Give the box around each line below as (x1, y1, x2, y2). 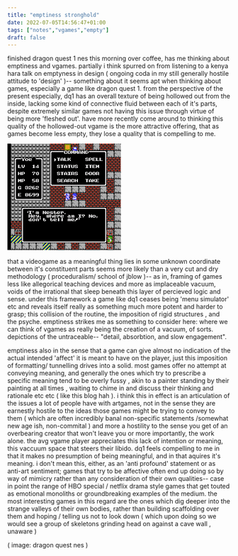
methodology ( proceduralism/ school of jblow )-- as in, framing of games (7, 272, 222, 281)
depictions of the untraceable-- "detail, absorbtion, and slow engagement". (7, 333, 227, 341)
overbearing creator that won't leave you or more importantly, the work (7, 429, 215, 438)
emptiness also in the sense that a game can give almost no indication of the (7, 346, 231, 355)
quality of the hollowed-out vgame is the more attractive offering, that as (7, 122, 220, 130)
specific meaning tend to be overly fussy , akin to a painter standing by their (7, 377, 229, 385)
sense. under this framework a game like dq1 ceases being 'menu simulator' (7, 295, 229, 304)
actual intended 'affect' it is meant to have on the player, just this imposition (7, 354, 228, 362)
